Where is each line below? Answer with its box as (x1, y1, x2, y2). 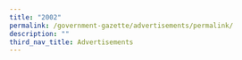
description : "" (9, 29, 70, 38)
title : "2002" (9, 12, 63, 22)
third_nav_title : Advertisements (9, 37, 134, 47)
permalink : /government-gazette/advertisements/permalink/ (9, 21, 234, 30)
